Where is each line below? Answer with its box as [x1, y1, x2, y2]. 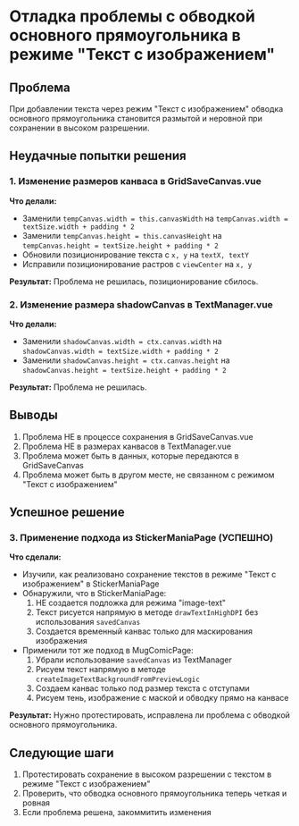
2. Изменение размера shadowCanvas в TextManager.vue [9, 298, 274, 310]
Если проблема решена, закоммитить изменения [21, 807, 212, 818]
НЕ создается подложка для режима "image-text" [35, 597, 226, 609]
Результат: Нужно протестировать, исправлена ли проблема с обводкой [9, 710, 290, 721]
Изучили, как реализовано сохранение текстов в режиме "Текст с [21, 569, 277, 580]
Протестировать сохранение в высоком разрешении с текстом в [21, 769, 272, 780]
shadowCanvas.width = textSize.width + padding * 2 [21, 347, 219, 356]
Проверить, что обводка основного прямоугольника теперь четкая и [21, 788, 287, 799]
